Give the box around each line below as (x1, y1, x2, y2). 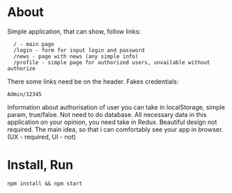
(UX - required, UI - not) (7, 132, 77, 141)
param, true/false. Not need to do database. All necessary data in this (7, 110, 207, 118)
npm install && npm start (7, 180, 82, 187)
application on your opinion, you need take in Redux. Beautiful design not (7, 118, 217, 126)
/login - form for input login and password (13, 47, 145, 54)
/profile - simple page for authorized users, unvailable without (13, 59, 210, 66)
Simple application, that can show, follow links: (7, 27, 141, 36)
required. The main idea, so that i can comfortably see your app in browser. (7, 125, 224, 133)
